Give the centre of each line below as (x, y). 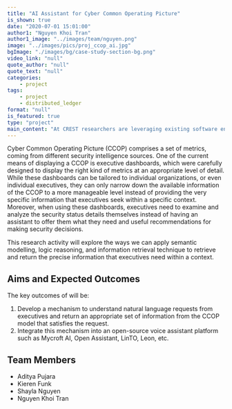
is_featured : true (33, 116)
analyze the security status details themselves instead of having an (103, 215)
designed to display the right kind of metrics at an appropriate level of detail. (116, 170)
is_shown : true (29, 20)
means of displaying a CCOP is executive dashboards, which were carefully (115, 163)
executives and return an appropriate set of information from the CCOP (118, 316)
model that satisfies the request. (63, 323)
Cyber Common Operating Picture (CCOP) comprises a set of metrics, (107, 148)
